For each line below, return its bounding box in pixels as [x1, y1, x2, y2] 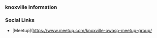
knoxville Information [5, 4, 58, 11]
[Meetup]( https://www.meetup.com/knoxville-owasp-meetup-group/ [12, 28, 152, 34]
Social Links [5, 16, 35, 23]
